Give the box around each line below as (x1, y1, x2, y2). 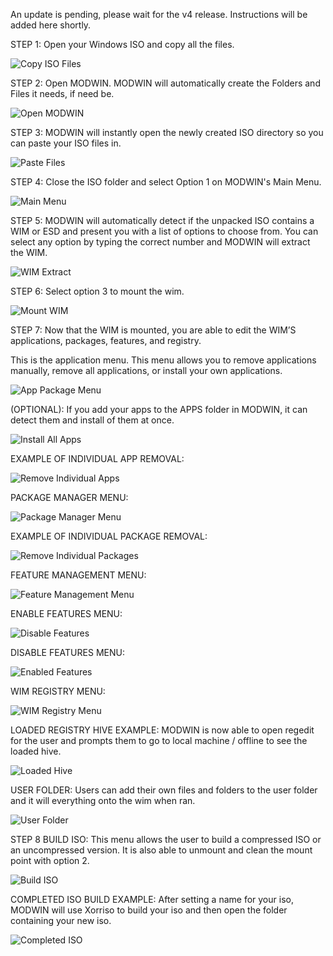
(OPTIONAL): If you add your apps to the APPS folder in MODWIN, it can (10, 404, 308, 415)
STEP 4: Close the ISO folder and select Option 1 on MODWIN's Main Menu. (10, 176, 322, 188)
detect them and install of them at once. (10, 414, 175, 426)
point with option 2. (10, 855, 90, 866)
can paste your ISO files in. (10, 137, 122, 149)
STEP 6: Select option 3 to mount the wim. (10, 285, 185, 297)
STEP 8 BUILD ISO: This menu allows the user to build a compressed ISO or (10, 834, 322, 845)
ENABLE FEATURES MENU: (10, 608, 123, 619)
